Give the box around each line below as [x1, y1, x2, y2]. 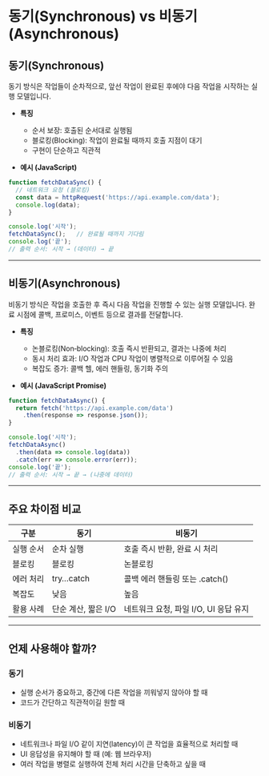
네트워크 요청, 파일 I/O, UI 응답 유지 [123, 604, 250, 615]
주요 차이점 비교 [8, 502, 82, 516]
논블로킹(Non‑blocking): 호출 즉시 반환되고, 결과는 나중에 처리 [31, 344, 227, 353]
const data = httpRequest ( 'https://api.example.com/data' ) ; [15, 193, 220, 201]
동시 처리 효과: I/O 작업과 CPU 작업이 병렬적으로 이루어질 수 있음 [31, 353, 234, 363]
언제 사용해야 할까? [8, 641, 98, 655]
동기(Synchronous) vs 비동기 [8, 7, 198, 26]
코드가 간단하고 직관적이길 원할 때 [19, 698, 126, 707]
